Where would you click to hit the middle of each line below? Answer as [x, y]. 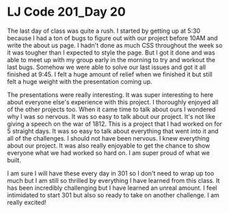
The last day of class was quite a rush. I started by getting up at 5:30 [104, 31]
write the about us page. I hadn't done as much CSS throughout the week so [115, 45]
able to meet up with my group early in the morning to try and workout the [111, 59]
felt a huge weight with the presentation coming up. [80, 81]
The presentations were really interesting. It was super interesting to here [110, 95]
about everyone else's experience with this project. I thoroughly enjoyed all [113, 102]
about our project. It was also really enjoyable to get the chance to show [109, 145]
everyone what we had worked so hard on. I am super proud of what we [108, 153]
